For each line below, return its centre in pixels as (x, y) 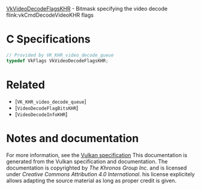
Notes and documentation (73, 138)
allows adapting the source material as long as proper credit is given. (91, 180)
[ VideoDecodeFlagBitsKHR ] (46, 108)
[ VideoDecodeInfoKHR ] (41, 114)
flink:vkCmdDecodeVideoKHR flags (50, 15)
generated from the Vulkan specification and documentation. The (87, 161)
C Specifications (49, 39)
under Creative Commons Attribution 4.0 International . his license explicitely (100, 174)
